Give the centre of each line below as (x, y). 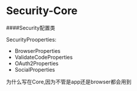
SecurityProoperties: (31, 39)
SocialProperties (35, 69)
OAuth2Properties (37, 63)
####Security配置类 (31, 28)
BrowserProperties (37, 50)
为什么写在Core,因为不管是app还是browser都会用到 (69, 82)
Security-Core (42, 11)
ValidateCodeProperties (43, 57)
